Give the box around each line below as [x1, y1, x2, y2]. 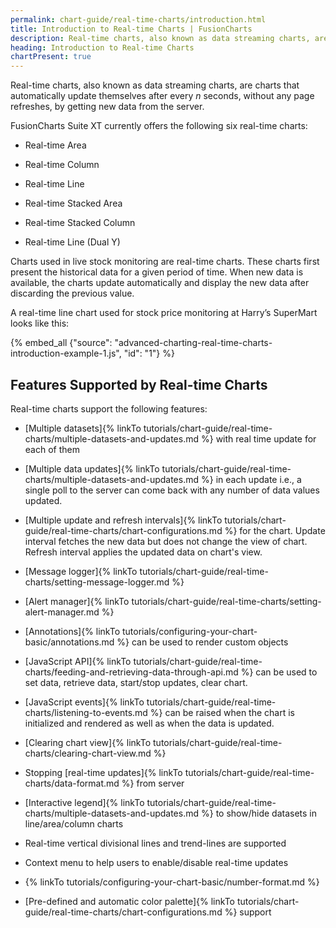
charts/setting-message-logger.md [24, 576, 170, 588]
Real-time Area [24, 139, 87, 151]
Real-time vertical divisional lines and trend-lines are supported [24, 837, 287, 849]
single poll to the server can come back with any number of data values [24, 484, 320, 496]
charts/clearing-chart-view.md [24, 747, 152, 759]
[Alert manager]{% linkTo [24, 595, 130, 607]
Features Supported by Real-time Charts [10, 376, 268, 393]
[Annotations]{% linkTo [24, 625, 121, 637]
